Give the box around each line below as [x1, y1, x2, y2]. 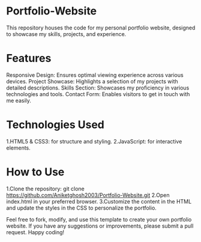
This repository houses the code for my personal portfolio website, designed [6, 24, 196, 31]
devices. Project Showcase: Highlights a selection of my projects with [6, 77, 178, 85]
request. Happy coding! [6, 228, 65, 235]
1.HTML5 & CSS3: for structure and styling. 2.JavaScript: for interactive [6, 138, 182, 145]
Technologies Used [6, 118, 105, 132]
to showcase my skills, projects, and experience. [6, 30, 127, 37]
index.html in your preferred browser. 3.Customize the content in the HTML [6, 198, 192, 205]
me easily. [6, 97, 32, 104]
